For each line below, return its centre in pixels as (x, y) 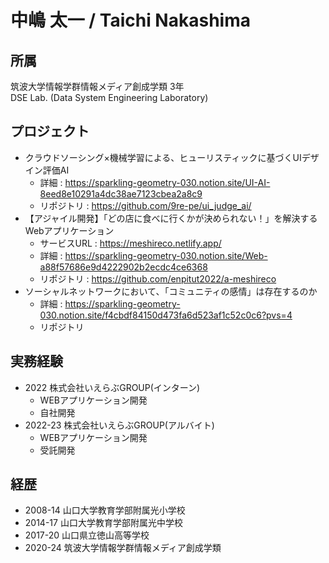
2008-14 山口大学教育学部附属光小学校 (105, 510)
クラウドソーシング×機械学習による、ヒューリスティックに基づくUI (163, 157)
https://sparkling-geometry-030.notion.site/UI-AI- (167, 182)
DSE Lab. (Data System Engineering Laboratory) (109, 97)
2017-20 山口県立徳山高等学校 (87, 535)
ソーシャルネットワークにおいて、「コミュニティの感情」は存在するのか (171, 291)
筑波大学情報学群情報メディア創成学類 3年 (97, 86)
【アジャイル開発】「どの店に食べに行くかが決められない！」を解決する (171, 218)
